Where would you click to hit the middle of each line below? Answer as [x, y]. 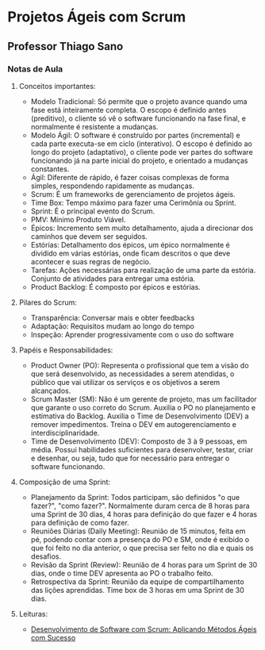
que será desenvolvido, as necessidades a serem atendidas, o [132, 374]
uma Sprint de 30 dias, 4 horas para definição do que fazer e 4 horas [144, 514]
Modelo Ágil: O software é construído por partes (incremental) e [135, 135]
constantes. [50, 169]
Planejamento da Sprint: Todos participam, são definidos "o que [135, 497]
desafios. [46, 556]
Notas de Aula [35, 69]
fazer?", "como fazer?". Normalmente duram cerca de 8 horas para [140, 506]
